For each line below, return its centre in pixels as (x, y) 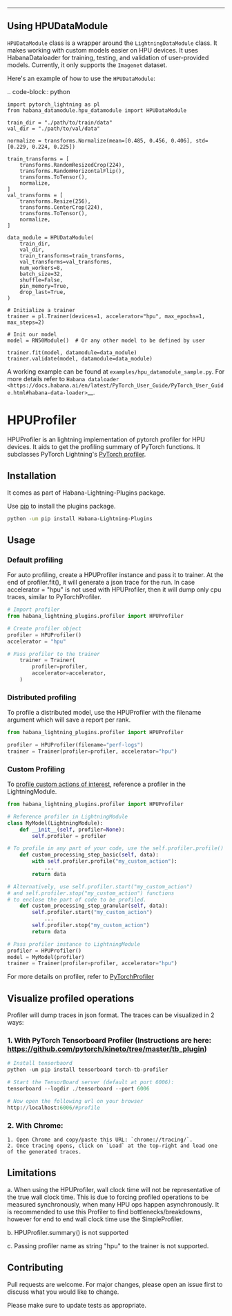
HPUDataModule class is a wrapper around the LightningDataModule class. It (112, 43)
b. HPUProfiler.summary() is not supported (68, 1232)
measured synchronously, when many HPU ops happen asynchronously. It (113, 1204)
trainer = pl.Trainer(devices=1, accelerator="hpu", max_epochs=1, (106, 316)
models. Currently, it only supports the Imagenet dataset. (87, 65)
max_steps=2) (26, 322)
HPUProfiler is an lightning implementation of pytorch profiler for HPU (106, 439)
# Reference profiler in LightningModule (68, 816)
